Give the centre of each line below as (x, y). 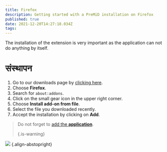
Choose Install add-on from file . (46, 104)
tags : (11, 29)
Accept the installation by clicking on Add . (56, 115)
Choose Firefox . (29, 88)
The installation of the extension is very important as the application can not (83, 43)
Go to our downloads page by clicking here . (58, 83)
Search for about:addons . (38, 93)
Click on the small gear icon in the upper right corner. (67, 99)
